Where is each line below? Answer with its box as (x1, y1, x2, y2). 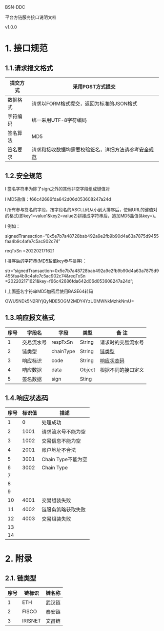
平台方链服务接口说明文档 (5, 14, 57, 20)
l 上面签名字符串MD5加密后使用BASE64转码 (5, 288, 94, 294)
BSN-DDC (5, 4, 25, 10)
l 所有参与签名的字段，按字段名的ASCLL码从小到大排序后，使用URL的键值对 (5, 206, 158, 213)
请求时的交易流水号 (100, 339, 144, 346)
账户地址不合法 (41, 447, 77, 454)
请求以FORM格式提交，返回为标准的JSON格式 (31, 100, 138, 107)
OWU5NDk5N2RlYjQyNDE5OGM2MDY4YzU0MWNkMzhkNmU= (5, 298, 134, 304)
